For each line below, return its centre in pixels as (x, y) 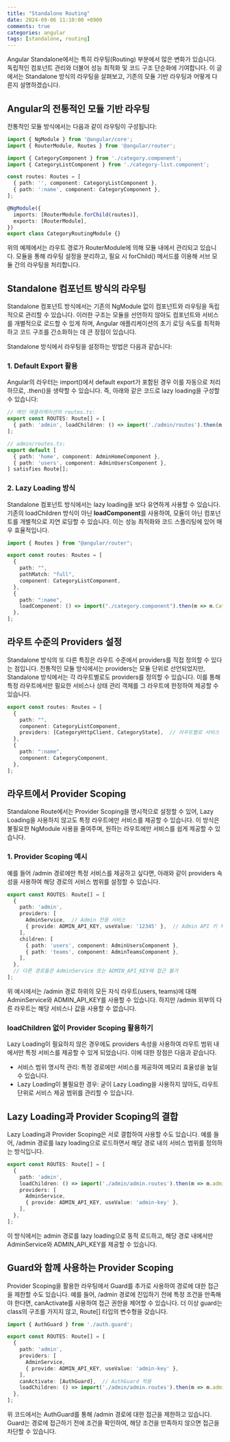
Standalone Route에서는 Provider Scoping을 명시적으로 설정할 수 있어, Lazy (111, 812)
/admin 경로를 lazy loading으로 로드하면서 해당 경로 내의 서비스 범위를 (110, 1143)
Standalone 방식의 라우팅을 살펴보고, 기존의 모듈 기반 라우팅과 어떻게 (118, 77)
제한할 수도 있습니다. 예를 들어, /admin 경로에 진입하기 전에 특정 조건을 (108, 1294)
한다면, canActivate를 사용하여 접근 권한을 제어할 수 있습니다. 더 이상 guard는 (118, 1303)
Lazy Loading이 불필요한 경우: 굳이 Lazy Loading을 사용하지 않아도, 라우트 (118, 1084)
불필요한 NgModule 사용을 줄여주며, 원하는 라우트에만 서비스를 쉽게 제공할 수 (110, 829)
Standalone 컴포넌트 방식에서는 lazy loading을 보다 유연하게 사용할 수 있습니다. (114, 504)
